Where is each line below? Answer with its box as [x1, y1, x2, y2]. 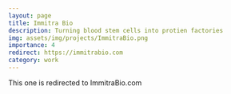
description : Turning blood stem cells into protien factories [8, 26, 224, 34]
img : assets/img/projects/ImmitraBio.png [8, 33, 149, 42]
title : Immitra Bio [8, 19, 74, 27]
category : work [8, 57, 59, 65]
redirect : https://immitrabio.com [8, 49, 124, 57]
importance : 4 [8, 41, 56, 49]
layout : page [8, 11, 52, 20]
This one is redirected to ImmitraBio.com [8, 77, 142, 88]
